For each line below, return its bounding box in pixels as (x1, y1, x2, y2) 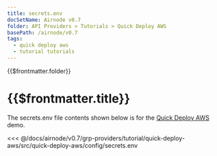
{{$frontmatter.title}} (7, 91, 131, 107)
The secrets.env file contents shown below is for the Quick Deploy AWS (7, 114, 210, 122)
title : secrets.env (7, 10, 63, 17)
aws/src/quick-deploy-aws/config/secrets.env (7, 141, 138, 149)
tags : (7, 36, 23, 42)
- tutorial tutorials (13, 49, 75, 55)
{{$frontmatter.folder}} (7, 66, 71, 75)
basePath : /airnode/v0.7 (7, 29, 78, 36)
